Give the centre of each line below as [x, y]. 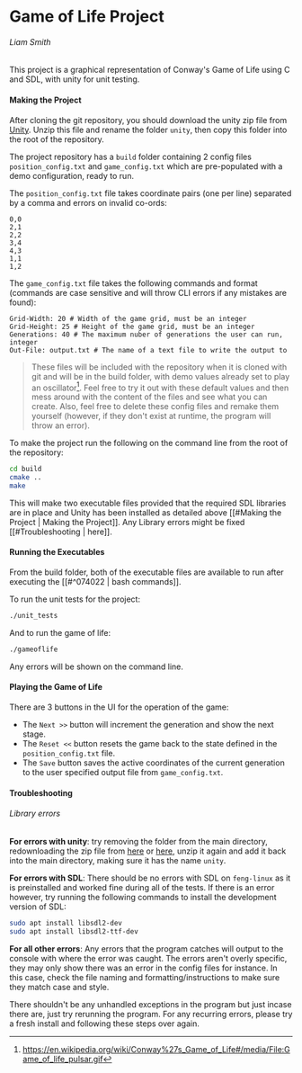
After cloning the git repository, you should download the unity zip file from [148, 120]
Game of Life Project [87, 17]
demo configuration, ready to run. [72, 175]
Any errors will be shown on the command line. [97, 666]
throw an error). [60, 425]
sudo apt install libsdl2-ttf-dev [74, 931]
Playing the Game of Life [56, 687]
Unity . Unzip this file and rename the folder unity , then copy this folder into [148, 130]
